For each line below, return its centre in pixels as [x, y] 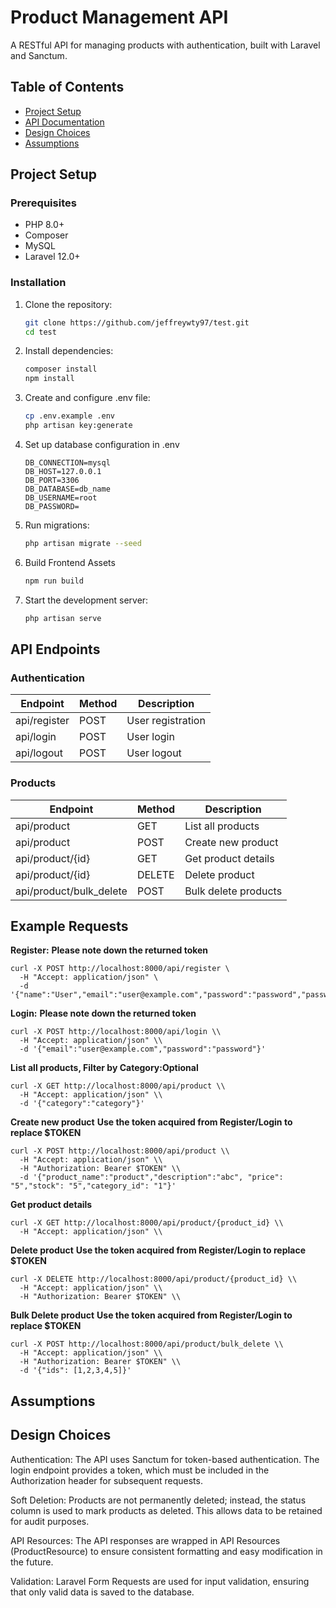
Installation [38, 283]
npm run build [54, 581]
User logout [154, 753]
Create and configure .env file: [87, 398]
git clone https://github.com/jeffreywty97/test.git [137, 322]
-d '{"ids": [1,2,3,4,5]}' [75, 1371]
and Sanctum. [39, 55]
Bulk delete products [233, 891]
